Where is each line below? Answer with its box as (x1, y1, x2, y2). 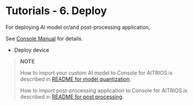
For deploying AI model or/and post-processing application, (5, 24, 151, 31)
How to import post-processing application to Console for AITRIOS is (19, 87, 188, 94)
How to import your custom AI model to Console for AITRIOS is (19, 69, 173, 76)
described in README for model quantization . (19, 75, 132, 82)
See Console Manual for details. (5, 35, 83, 42)
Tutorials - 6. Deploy (5, 4, 107, 18)
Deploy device (14, 46, 50, 54)
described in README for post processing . (19, 93, 125, 100)
